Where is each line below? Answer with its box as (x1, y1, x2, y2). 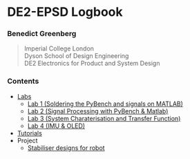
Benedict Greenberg (7, 29, 77, 39)
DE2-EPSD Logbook (7, 4, 123, 20)
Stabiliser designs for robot (27, 143, 105, 152)
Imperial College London (23, 44, 95, 53)
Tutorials (17, 129, 43, 137)
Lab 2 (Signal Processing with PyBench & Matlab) (27, 106, 169, 115)
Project (17, 136, 38, 144)
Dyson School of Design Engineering (23, 52, 129, 60)
